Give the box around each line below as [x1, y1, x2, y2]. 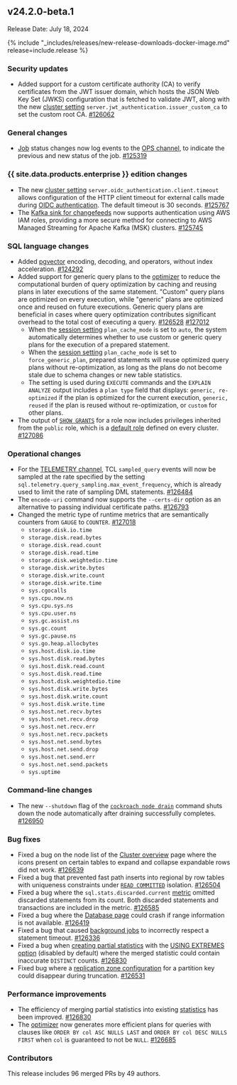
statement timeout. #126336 [17, 933, 101, 942]
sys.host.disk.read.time [28, 670, 102, 678]
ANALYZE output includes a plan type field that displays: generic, [28, 386, 216, 394]
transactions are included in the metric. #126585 [17, 903, 160, 911]
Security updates [7, 63, 69, 73]
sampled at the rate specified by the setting [17, 472, 145, 481]
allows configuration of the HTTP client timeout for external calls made [17, 193, 225, 201]
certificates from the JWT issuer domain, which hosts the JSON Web [17, 88, 220, 96]
